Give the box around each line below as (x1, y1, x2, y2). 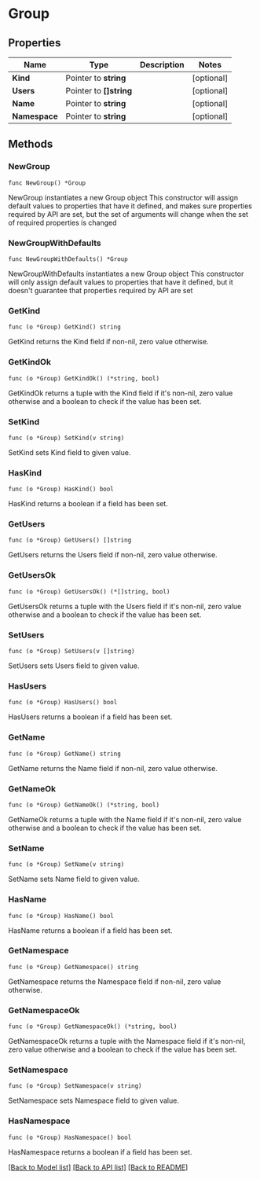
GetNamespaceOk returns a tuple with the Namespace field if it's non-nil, (8, 1037, 246, 1046)
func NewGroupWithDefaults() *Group (8, 255, 128, 263)
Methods (8, 138, 53, 151)
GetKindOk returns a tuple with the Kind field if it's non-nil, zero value (8, 388, 233, 398)
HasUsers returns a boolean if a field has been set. (8, 712, 173, 722)
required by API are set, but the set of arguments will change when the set (8, 209, 249, 219)
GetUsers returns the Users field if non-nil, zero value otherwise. (8, 550, 218, 560)
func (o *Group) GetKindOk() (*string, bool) (8, 374, 159, 382)
